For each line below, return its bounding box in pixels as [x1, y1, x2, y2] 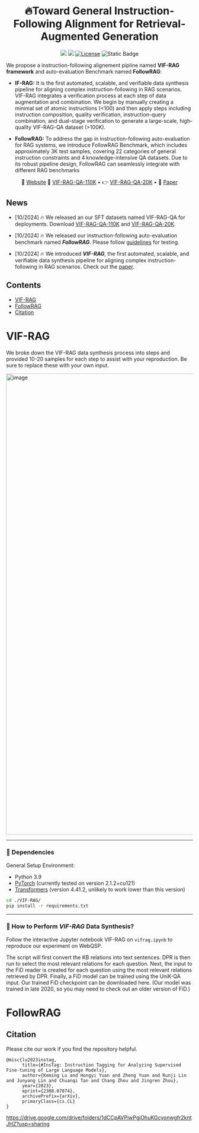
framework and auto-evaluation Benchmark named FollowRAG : [6, 68, 162, 75]
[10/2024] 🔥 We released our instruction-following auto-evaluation [14, 231, 178, 239]
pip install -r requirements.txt [6, 903, 89, 909]
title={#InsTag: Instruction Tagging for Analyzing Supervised [21, 1062, 182, 1068]
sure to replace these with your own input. [6, 361, 110, 369]
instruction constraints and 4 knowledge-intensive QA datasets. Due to [14, 154, 188, 161]
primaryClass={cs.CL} [21, 1098, 76, 1105]
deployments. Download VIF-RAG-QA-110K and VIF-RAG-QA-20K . [14, 220, 176, 227]
